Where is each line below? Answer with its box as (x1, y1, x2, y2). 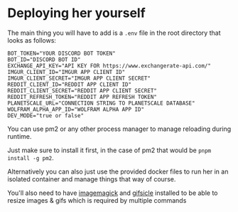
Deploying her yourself (7, 5, 146, 21)
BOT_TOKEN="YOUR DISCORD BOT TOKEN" (7, 50, 116, 57)
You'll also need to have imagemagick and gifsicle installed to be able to (7, 189, 218, 197)
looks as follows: (7, 36, 57, 44)
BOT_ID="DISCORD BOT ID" (7, 55, 81, 63)
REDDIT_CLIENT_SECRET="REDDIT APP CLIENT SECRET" (7, 87, 158, 94)
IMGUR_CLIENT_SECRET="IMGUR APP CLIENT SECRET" (7, 75, 151, 82)
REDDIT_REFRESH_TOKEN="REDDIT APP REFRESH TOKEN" (7, 93, 158, 100)
